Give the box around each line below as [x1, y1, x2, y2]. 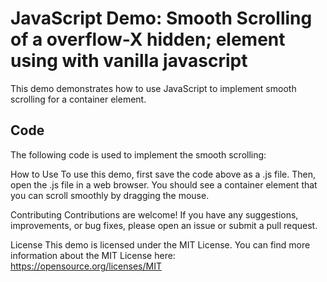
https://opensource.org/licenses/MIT [10, 260, 162, 272]
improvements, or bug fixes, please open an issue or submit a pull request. [10, 219, 318, 231]
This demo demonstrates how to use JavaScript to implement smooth [10, 82, 297, 94]
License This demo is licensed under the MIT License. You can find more [10, 238, 311, 251]
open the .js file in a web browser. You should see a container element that [10, 178, 318, 191]
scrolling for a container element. [10, 93, 147, 105]
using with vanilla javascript [10, 50, 248, 72]
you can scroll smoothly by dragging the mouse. [10, 189, 210, 201]
